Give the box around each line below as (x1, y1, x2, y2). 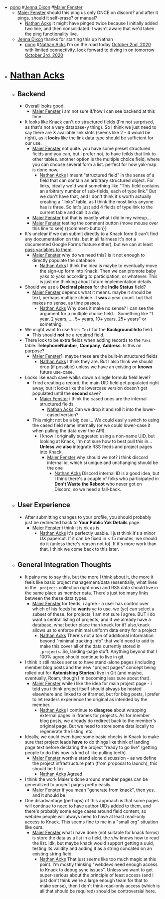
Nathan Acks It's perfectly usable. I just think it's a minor (39, 530, 156, 536)
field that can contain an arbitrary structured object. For (39, 177, 154, 183)
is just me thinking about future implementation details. (39, 279, 153, 285)
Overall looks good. (24, 103, 65, 109)
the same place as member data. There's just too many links (24, 590, 149, 596)
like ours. (24, 824, 44, 830)
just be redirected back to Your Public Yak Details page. (24, 519, 141, 525)
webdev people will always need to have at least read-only (24, 813, 146, 819)
